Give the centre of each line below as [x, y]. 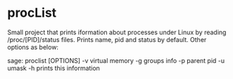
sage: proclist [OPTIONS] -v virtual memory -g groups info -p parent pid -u [116, 60]
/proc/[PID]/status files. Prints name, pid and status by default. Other [107, 39]
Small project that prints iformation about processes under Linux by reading [117, 32]
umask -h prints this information [54, 68]
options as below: [33, 47]
